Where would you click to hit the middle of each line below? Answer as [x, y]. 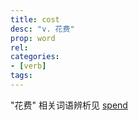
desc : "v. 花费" [42, 29]
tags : [21, 76]
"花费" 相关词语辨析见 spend [69, 105]
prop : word [33, 38]
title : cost [35, 19]
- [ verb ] [28, 66]
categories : [35, 57]
